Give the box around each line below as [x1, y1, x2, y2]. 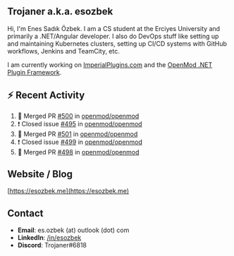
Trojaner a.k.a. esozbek [7, 6, 113, 18]
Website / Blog [7, 169, 73, 181]
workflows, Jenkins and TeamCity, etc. [7, 47, 120, 55]
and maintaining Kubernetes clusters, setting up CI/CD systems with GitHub [7, 39, 228, 48]
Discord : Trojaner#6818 [17, 241, 87, 250]
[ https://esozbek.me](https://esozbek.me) [7, 187, 129, 195]
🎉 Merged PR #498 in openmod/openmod [17, 147, 140, 156]
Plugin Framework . [7, 68, 62, 76]
